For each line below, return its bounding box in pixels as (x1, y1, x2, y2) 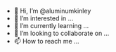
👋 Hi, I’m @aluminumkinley (13, 7, 91, 15)
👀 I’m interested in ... (13, 14, 74, 22)
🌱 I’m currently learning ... (13, 22, 89, 30)
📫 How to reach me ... (13, 37, 79, 45)
